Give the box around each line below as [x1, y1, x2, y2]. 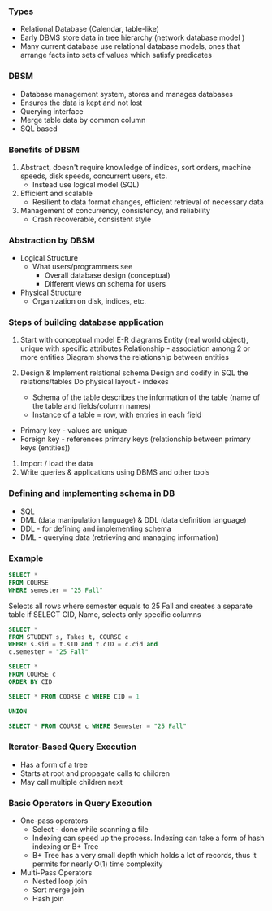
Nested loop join [32, 877, 88, 887]
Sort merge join [32, 885, 84, 895]
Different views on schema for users [44, 279, 166, 289]
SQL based [19, 124, 58, 134]
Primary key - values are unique [19, 426, 127, 436]
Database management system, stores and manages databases [19, 89, 234, 99]
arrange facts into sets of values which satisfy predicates [19, 50, 213, 60]
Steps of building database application [8, 317, 164, 328]
